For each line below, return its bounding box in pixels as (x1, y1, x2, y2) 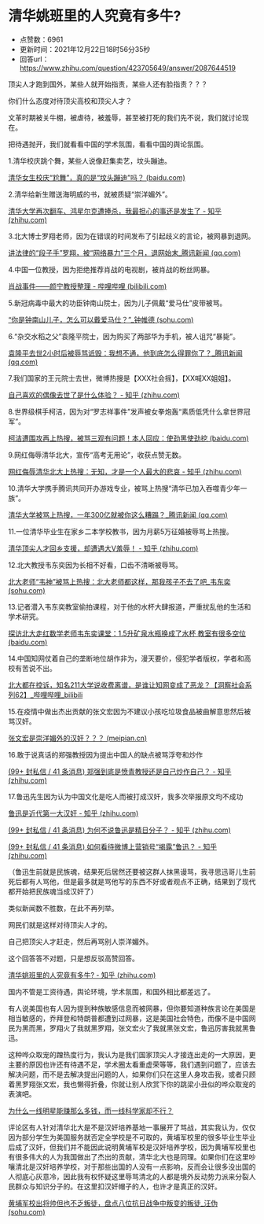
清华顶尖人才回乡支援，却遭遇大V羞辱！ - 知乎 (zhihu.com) (8, 544, 199, 553)
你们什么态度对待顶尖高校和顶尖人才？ (8, 96, 132, 105)
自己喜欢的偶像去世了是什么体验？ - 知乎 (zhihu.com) (8, 390, 181, 400)
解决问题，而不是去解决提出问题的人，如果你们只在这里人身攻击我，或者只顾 (8, 1069, 256, 1078)
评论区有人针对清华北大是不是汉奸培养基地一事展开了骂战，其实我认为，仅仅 (8, 1123, 256, 1132)
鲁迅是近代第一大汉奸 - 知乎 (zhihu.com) (8, 808, 139, 818)
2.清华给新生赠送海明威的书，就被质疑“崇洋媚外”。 (8, 190, 172, 199)
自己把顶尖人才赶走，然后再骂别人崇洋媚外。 (8, 937, 153, 946)
